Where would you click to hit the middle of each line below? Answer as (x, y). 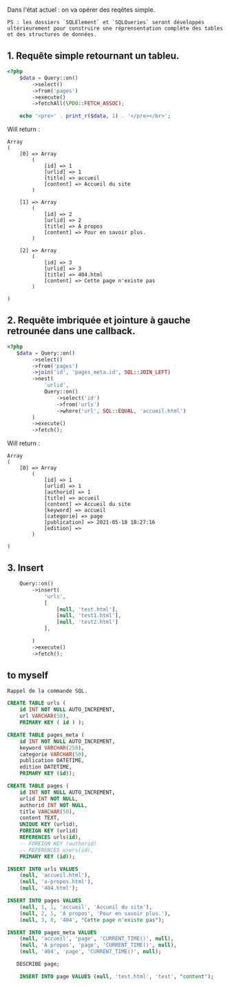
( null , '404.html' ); (49, 888)
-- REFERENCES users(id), (57, 850)
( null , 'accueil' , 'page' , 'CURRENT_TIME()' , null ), (97, 939)
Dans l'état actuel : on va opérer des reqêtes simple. (81, 10)
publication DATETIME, (52, 761)
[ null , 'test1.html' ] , (89, 616)
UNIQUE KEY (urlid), (49, 824)
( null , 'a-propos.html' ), (57, 882)
